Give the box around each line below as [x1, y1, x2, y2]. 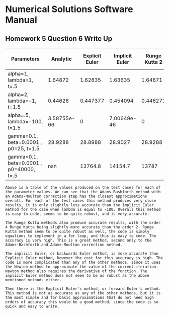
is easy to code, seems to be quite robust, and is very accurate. [5, 211, 150, 216]
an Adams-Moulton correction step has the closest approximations [5, 194, 147, 199]
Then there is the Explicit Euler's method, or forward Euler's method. [5, 286, 161, 291]
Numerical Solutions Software [5, 4, 133, 15]
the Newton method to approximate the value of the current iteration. [5, 264, 158, 269]
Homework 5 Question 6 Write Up [5, 34, 113, 43]
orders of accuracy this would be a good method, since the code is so [5, 299, 158, 304]
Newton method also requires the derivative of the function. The [5, 269, 147, 274]
